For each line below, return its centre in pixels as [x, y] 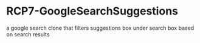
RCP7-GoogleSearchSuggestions [92, 11]
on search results [28, 34]
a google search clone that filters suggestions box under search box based [100, 28]
